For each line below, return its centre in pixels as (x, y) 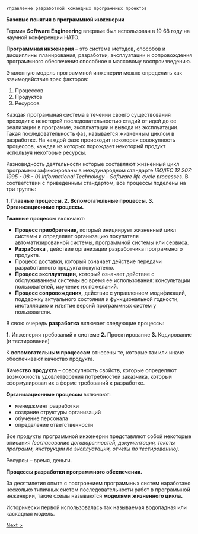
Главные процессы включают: (46, 218)
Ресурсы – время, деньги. (39, 460)
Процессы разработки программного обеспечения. (74, 472)
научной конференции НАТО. (43, 37)
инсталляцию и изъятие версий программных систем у (85, 306)
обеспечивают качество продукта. (50, 359)
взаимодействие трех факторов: (47, 79)
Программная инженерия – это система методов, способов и (86, 49)
